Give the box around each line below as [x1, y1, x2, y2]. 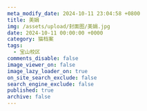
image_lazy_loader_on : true [7, 68, 88, 74]
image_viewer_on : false [7, 61, 76, 68]
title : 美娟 [7, 17, 39, 23]
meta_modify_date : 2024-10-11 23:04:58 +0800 [7, 10, 140, 17]
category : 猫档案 [7, 36, 54, 43]
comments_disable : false [7, 55, 79, 62]
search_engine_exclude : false [7, 81, 95, 88]
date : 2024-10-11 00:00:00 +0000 [7, 29, 104, 37]
